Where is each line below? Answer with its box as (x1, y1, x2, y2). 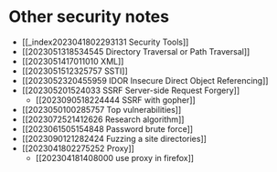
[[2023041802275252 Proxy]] (21, 143, 134, 154)
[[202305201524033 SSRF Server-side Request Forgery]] (21, 85, 240, 96)
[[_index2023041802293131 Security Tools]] (21, 36, 189, 47)
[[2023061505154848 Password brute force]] (21, 123, 194, 134)
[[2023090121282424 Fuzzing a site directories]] (21, 133, 208, 144)
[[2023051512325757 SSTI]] (21, 66, 129, 76)
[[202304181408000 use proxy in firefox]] (35, 152, 194, 163)
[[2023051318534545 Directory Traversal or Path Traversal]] (21, 46, 250, 56)
